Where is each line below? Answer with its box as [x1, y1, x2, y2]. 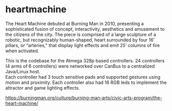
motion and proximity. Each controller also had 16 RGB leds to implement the [5, 79, 167, 85]
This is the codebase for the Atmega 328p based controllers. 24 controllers [5, 57, 165, 63]
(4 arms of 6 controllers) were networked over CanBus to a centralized [5, 63, 155, 69]
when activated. [5, 48, 40, 54]
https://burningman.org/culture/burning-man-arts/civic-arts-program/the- [5, 95, 163, 101]
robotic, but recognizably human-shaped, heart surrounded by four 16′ [5, 37, 155, 43]
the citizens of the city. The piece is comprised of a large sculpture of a [5, 31, 157, 37]
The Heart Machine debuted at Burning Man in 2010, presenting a [5, 20, 144, 27]
